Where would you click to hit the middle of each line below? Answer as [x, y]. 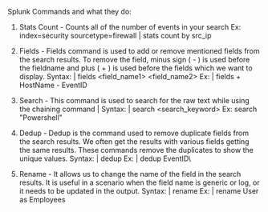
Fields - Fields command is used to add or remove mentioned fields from [139, 51]
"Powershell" [41, 118]
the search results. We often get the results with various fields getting [134, 142]
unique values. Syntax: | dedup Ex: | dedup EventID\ [105, 158]
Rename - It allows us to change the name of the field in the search [130, 174]
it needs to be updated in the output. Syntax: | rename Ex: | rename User [139, 191]
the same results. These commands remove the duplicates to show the [136, 150]
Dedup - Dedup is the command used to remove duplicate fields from [134, 133]
